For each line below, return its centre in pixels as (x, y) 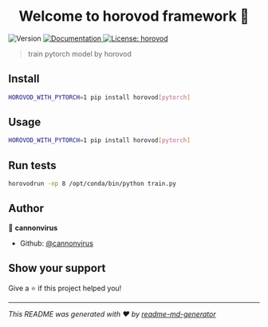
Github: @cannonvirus (57, 243)
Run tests (32, 165)
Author (26, 209)
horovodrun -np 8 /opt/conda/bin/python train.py (93, 184)
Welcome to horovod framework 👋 (134, 16)
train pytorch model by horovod (79, 53)
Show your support (57, 268)
